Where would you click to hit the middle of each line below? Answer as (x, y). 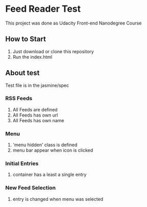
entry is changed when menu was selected (58, 199)
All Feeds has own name (38, 120)
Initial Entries (22, 164)
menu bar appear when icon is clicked (53, 150)
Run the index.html (32, 57)
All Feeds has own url (35, 115)
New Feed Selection (31, 188)
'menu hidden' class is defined (45, 145)
